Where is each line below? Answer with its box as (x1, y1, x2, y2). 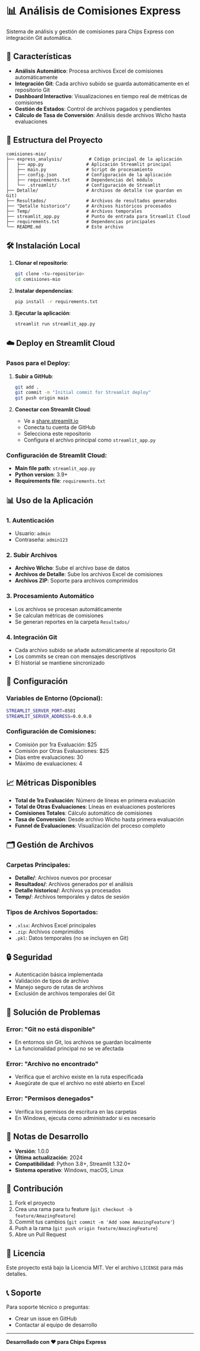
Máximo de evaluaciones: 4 (14, 759, 83, 767)
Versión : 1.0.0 (14, 1147, 49, 1155)
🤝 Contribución (6, 1183, 64, 1193)
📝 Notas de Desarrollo (6, 1131, 89, 1142)
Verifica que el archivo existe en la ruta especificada (14, 1073, 144, 1080)
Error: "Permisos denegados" (6, 1094, 94, 1103)
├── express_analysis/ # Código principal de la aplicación (6, 156, 183, 162)
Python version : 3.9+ (14, 471, 68, 479)
